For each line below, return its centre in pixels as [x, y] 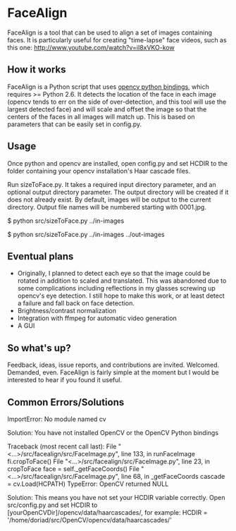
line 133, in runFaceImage [158, 454]
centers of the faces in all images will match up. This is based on [101, 116]
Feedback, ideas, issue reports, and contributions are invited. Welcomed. [113, 365]
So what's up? [39, 348]
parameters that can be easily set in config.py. [75, 124]
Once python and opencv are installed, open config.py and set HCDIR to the [117, 163]
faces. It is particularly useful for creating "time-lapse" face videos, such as [117, 39]
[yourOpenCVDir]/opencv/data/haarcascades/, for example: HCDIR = [107, 512]
